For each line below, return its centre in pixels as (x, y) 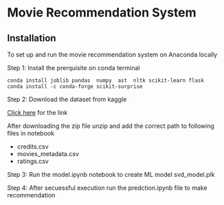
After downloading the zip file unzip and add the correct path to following (111, 126)
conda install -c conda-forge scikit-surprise (75, 87)
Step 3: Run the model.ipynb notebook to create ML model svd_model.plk (111, 174)
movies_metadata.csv (48, 154)
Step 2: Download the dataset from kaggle (67, 99)
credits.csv (33, 147)
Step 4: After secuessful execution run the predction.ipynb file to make (107, 188)
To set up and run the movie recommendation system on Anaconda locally (112, 54)
